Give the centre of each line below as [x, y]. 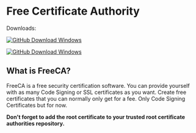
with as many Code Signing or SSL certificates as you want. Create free [96, 92]
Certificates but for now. [37, 105]
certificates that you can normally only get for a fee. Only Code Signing [96, 98]
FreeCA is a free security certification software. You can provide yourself [98, 85]
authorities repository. [36, 123]
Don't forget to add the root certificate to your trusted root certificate [96, 117]
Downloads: [21, 28]
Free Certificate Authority [73, 11]
